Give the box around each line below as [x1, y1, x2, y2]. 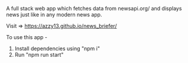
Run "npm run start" [14, 51, 64, 58]
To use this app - [6, 34, 48, 40]
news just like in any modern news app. [6, 11, 102, 18]
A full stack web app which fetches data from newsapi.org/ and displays [6, 5, 182, 12]
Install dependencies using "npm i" [14, 45, 101, 52]
